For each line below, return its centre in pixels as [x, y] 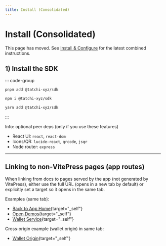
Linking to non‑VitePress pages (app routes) [75, 167]
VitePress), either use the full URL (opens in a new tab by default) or [75, 184]
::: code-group [20, 81]
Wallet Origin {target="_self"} [41, 238]
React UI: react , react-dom [39, 136]
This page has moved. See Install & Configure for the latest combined [76, 48]
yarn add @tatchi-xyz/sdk [32, 108]
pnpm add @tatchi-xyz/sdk [32, 90]
